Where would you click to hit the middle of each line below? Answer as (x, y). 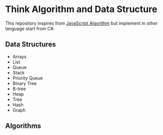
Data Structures (31, 45)
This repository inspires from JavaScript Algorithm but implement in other (81, 23)
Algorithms (23, 126)
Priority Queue (27, 78)
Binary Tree (24, 83)
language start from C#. (30, 28)
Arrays (19, 56)
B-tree (19, 89)
